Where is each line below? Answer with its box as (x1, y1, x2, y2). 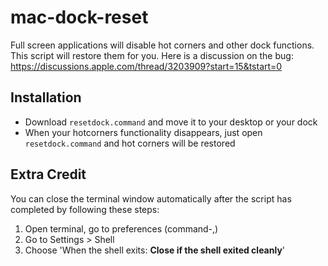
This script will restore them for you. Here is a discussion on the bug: (10, 49, 294, 61)
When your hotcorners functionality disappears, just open (24, 126, 263, 138)
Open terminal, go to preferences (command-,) (24, 222, 219, 235)
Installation (10, 89, 82, 106)
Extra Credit (10, 166, 87, 183)
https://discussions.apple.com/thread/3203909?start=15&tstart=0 (10, 60, 283, 72)
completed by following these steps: (10, 203, 160, 215)
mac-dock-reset (10, 6, 149, 29)
